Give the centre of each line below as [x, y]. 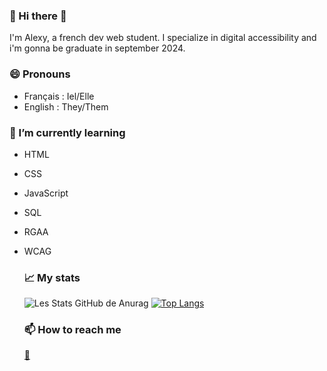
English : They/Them [66, 106]
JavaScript [46, 193]
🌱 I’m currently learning [67, 132]
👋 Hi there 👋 [38, 16]
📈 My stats [52, 277]
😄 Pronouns [40, 74]
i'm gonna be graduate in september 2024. [97, 48]
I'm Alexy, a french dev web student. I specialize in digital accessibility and [163, 38]
